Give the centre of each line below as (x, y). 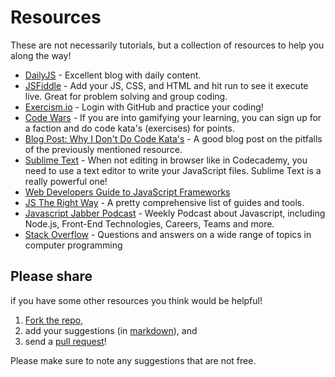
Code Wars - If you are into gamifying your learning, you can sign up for (173, 117)
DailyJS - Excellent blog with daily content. (113, 75)
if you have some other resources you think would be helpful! (136, 300)
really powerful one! (66, 181)
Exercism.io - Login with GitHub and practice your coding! (144, 107)
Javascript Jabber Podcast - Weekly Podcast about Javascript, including (175, 213)
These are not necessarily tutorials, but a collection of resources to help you (167, 45)
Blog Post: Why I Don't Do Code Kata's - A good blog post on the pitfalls (173, 138)
